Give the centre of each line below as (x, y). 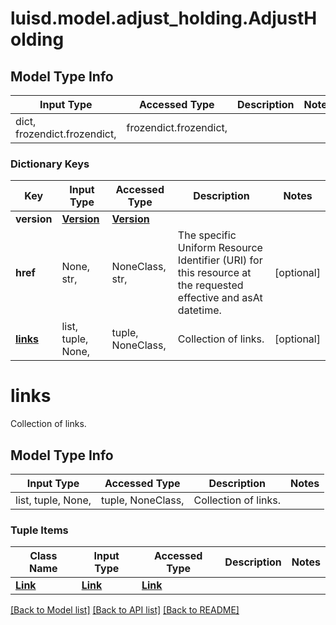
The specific (207, 235)
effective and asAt (220, 298)
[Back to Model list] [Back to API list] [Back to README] (125, 610)
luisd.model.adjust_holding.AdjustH (164, 18)
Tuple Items (39, 530)
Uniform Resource (220, 248)
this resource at (214, 273)
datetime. (199, 310)
